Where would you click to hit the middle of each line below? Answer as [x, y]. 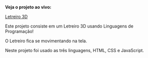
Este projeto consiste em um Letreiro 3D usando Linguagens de [69, 26]
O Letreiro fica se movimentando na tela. [46, 41]
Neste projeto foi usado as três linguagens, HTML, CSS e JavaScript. [74, 50]
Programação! [19, 31]
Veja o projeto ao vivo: [28, 7]
